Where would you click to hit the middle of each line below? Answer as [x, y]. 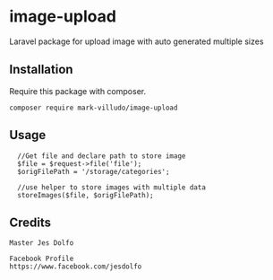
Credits [30, 222]
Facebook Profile [42, 259]
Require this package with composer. [77, 91]
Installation [41, 70]
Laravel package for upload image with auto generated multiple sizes [136, 41]
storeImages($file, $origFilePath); [85, 195]
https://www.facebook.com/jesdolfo [76, 267]
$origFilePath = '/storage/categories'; [94, 171]
